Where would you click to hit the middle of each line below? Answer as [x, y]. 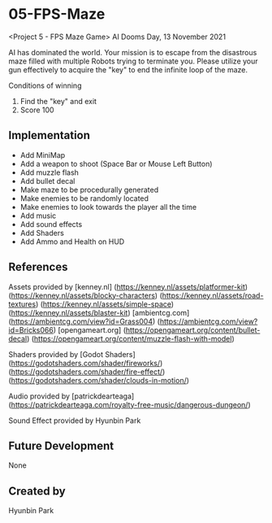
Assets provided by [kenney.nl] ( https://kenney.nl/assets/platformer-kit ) [128, 286]
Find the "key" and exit [58, 101]
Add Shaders [42, 233]
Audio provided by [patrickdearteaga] [71, 396]
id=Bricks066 [31, 329]
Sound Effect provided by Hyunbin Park [75, 421]
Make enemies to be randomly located [84, 198]
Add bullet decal [47, 181]
